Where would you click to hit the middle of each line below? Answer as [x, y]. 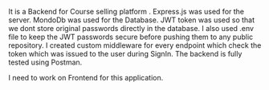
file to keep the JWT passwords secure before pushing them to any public [131, 37]
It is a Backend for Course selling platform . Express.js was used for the [126, 12]
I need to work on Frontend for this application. [86, 78]
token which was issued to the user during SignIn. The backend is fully [125, 54]
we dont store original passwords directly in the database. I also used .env [131, 28]
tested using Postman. [45, 62]
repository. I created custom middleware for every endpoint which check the [135, 45]
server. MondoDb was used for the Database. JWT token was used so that [132, 20]
